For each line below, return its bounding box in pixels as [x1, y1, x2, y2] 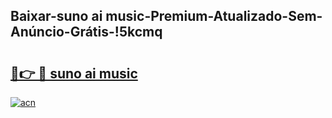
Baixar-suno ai [10, 8, 103, 25]
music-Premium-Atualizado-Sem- [105, 8, 323, 25]
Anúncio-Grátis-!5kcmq [10, 24, 163, 41]
